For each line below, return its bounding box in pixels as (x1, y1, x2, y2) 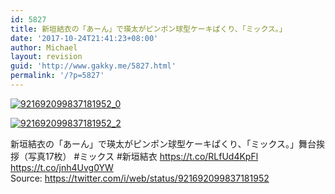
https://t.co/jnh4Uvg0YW (10, 161, 114, 173)
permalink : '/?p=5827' (10, 71, 105, 81)
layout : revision (10, 52, 83, 62)
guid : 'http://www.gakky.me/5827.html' (10, 61, 177, 71)
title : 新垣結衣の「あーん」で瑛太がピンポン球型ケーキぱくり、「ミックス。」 (10, 24, 287, 34)
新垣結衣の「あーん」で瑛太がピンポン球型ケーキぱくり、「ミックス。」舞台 (10, 137, 317, 150)
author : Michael (10, 42, 78, 53)
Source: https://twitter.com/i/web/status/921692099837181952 (10, 172, 270, 184)
